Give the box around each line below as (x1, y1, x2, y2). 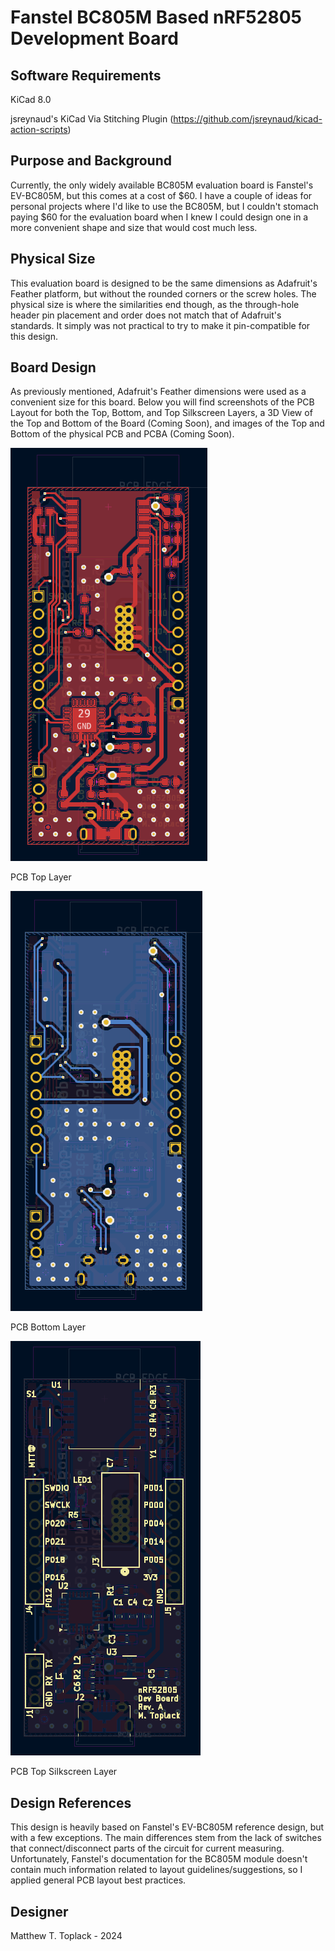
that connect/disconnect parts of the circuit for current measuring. (10, 1842, 285, 1855)
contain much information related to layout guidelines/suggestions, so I (10, 1864, 303, 1876)
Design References (10, 1794, 132, 1811)
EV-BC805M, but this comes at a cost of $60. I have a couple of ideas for (10, 189, 313, 201)
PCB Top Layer (10, 871, 72, 883)
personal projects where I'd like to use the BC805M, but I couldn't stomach (10, 200, 319, 212)
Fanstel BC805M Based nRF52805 (10, 6, 302, 29)
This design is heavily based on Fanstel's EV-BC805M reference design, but (10, 1821, 325, 1833)
